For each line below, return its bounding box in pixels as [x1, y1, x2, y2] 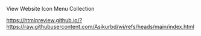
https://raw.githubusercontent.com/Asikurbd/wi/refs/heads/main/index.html [6, 23, 195, 30]
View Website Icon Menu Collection [6, 5, 95, 12]
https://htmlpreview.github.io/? [6, 17, 83, 23]
